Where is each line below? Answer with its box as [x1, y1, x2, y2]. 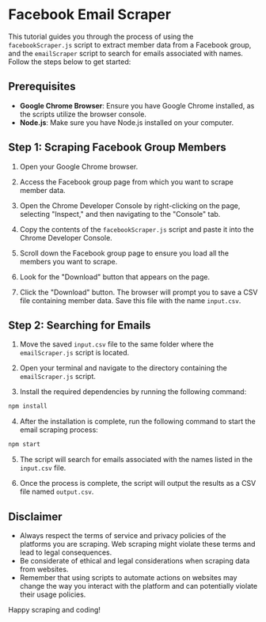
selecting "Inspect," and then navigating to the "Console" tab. [19, 209, 221, 218]
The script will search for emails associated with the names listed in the [19, 455, 253, 465]
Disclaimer [8, 510, 63, 523]
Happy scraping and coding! [8, 605, 101, 614]
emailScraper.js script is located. [19, 348, 130, 358]
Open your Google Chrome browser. [19, 161, 139, 171]
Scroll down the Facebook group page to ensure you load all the [19, 248, 230, 258]
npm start [8, 441, 41, 449]
